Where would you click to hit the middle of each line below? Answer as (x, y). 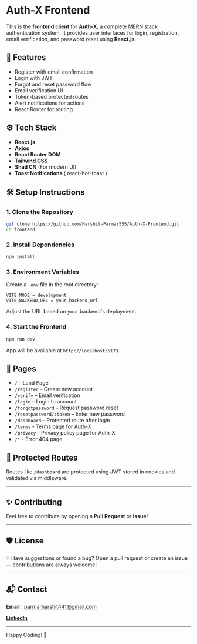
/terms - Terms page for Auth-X (53, 426)
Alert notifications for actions (50, 103)
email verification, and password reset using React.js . (71, 39)
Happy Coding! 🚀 (27, 635)
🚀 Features (26, 57)
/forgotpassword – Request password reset (66, 408)
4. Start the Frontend (36, 327)
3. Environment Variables (43, 272)
